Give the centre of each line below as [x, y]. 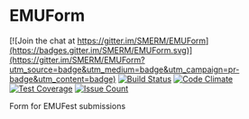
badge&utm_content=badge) [63, 78]
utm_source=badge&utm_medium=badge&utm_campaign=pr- [124, 69]
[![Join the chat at [42, 41]
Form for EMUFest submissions [68, 105]
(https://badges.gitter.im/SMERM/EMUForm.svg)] [101, 50]
